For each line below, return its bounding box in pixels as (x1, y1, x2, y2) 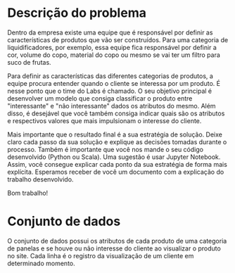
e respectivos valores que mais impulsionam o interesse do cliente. (7, 116, 202, 125)
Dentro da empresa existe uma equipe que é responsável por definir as (7, 28, 213, 37)
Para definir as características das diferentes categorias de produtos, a (7, 72, 213, 80)
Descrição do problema (7, 5, 146, 21)
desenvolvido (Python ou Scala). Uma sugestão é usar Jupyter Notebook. (7, 153, 221, 161)
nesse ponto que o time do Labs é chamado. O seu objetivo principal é (7, 87, 212, 95)
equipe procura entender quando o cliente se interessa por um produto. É (7, 79, 220, 87)
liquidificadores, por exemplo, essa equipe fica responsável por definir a (7, 43, 217, 51)
